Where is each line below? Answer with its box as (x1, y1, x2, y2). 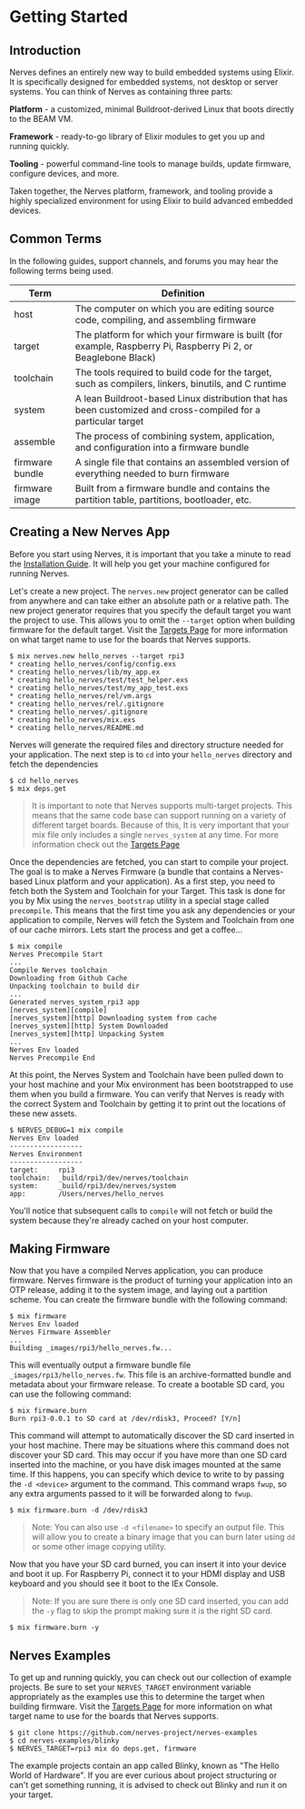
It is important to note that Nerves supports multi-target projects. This (31, 799, 293, 811)
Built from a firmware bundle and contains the (74, 482, 271, 494)
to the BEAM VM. (9, 114, 74, 124)
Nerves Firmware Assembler (9, 1327, 112, 1337)
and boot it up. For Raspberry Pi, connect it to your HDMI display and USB (9, 1569, 286, 1580)
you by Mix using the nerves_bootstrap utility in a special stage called (9, 895, 270, 906)
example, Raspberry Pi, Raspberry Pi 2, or (74, 340, 253, 352)
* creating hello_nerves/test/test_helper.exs (9, 676, 189, 685)
